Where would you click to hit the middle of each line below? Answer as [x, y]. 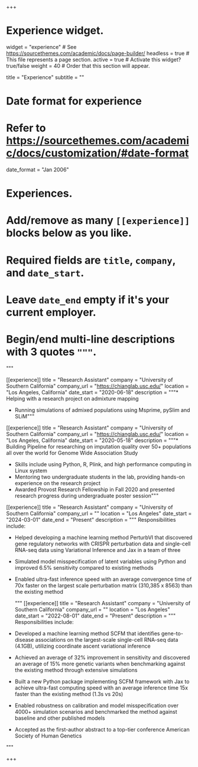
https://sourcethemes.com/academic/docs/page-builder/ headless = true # [98, 53]
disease [24, 639]
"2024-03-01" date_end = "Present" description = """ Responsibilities [91, 519]
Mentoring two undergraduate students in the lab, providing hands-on [100, 477]
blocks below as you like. [69, 233]
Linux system [31, 470]
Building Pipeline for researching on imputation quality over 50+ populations [99, 446]
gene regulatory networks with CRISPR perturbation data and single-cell [103, 544]
